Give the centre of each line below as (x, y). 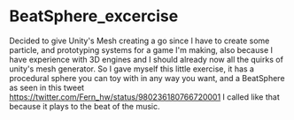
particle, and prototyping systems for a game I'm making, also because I (141, 49)
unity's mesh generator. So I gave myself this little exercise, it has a (132, 69)
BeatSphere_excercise (94, 16)
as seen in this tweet (47, 87)
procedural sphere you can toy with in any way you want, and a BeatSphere (147, 78)
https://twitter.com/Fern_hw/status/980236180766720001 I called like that (145, 97)
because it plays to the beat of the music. (85, 106)
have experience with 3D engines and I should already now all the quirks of (146, 59)
